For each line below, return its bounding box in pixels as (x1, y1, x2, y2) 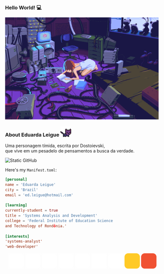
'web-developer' (5, 244, 38, 249)
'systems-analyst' (5, 239, 43, 244)
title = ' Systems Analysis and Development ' (5, 213, 98, 218)
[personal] (5, 177, 27, 182)
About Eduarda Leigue (5, 131, 60, 138)
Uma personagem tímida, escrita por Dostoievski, (5, 143, 105, 149)
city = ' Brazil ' (5, 187, 38, 192)
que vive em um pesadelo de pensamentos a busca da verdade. (5, 148, 135, 153)
